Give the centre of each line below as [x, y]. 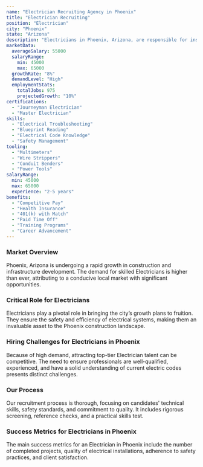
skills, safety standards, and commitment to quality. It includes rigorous [95, 409]
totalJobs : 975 [36, 91]
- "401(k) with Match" [40, 214]
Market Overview [32, 252]
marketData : [21, 46]
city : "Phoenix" [27, 29]
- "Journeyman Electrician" [47, 107]
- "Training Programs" [40, 225]
